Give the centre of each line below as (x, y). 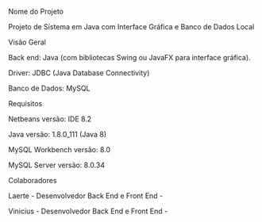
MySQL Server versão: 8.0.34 (57, 165)
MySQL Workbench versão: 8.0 (60, 149)
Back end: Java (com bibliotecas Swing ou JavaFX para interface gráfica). (130, 57)
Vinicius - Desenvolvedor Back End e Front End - (88, 211)
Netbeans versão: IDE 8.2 (50, 119)
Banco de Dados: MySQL (49, 88)
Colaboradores (33, 180)
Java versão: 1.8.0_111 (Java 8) (58, 134)
